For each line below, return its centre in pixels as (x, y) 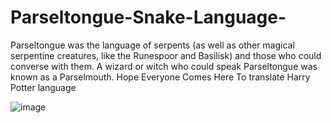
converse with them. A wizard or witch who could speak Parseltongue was (164, 66)
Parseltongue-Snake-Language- (148, 17)
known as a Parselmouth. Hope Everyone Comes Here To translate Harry (160, 77)
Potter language (43, 87)
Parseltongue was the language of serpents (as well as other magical (152, 45)
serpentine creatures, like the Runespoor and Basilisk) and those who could (166, 55)
